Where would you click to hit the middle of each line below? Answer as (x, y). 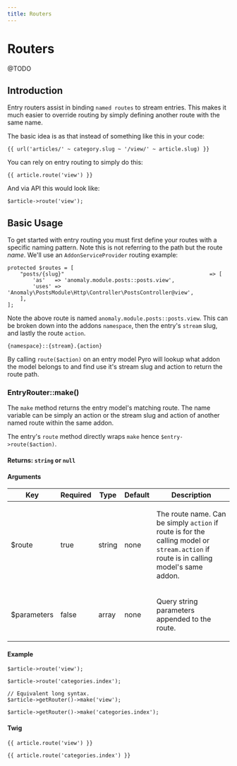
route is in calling (184, 558)
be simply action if (187, 523)
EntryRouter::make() (43, 393)
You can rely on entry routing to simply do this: (75, 163)
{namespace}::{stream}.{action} (55, 346)
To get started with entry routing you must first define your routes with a (112, 240)
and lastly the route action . (47, 334)
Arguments (24, 476)
